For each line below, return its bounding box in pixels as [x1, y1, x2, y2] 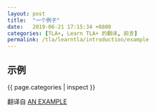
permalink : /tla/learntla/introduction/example [7, 36, 150, 43]
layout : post [7, 10, 46, 17]
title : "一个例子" [7, 17, 60, 24]
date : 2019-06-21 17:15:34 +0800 [7, 23, 112, 30]
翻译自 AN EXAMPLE [7, 97, 67, 106]
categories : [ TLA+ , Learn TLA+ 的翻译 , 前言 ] [7, 29, 138, 37]
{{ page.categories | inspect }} [7, 83, 96, 91]
